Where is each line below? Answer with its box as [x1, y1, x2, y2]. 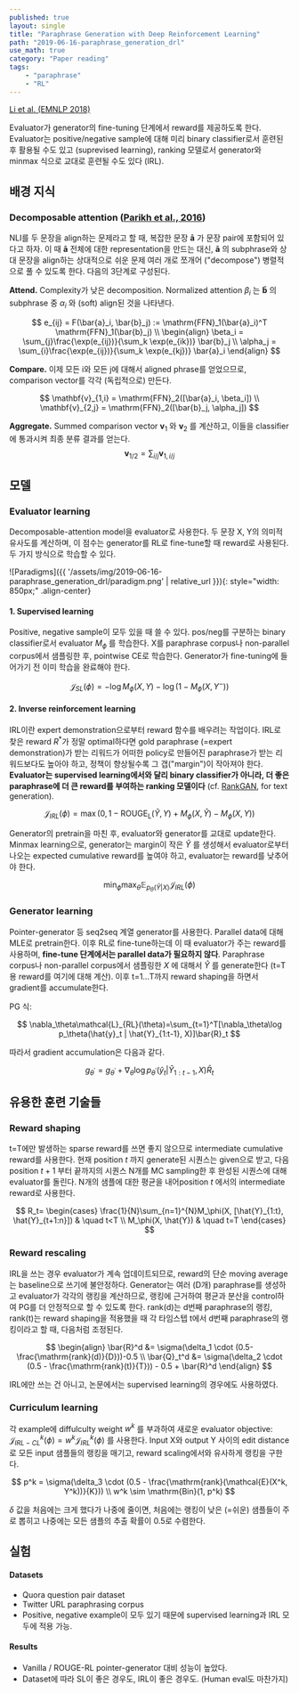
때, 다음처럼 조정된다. [49, 1323, 124, 1334]
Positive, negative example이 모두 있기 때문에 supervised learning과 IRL [21, 1609, 280, 1620]
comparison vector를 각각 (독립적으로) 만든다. [9, 375, 172, 386]
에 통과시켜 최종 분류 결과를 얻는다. [9, 433, 131, 444]
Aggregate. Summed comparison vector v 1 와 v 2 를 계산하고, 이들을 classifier [9, 420, 289, 433]
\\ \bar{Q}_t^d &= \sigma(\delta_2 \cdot [139, 1351, 283, 1362]
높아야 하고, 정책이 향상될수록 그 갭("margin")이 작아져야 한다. [47, 758, 263, 769]
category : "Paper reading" [9, 54, 109, 63]
